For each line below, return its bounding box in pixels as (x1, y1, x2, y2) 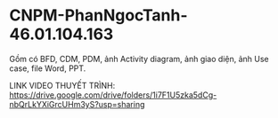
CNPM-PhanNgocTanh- (9, 5, 188, 26)
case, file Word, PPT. (9, 63, 86, 74)
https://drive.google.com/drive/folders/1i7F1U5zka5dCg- (9, 90, 217, 100)
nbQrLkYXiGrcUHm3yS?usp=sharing (9, 98, 145, 109)
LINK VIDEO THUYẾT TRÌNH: (9, 80, 116, 90)
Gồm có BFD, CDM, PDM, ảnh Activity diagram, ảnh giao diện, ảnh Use (9, 53, 269, 64)
